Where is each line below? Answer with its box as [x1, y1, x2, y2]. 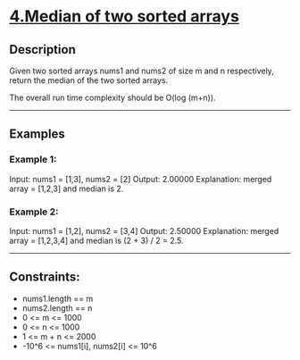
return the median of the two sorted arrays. [9, 75, 168, 86]
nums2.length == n [21, 302, 93, 314]
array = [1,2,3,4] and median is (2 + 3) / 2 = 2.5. [9, 235, 185, 246]
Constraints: [9, 270, 80, 285]
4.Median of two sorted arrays [9, 6, 239, 27]
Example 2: [9, 205, 59, 218]
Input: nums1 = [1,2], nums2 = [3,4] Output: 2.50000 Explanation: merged [9, 225, 279, 236]
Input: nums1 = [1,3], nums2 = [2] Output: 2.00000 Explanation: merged [9, 173, 272, 184]
